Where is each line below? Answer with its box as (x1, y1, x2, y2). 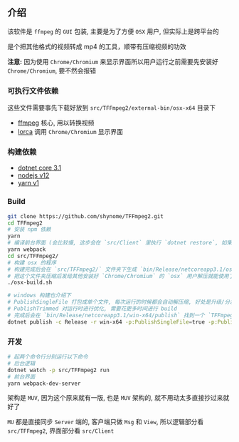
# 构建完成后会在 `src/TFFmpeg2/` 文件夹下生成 (7, 266, 137, 273)
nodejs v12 (17, 171, 50, 180)
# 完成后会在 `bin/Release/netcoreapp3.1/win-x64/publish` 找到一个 (7, 312, 205, 319)
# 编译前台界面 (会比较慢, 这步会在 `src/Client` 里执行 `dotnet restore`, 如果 (7, 240, 233, 247)
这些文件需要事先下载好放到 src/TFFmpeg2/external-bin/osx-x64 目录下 (7, 103, 216, 112)
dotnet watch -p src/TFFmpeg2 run (7, 366, 110, 374)
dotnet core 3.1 (17, 163, 62, 173)
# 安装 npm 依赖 (7, 226, 51, 233)
